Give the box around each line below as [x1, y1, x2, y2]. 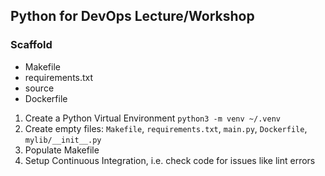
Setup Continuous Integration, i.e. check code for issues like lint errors [24, 154, 316, 166]
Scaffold [10, 38, 53, 52]
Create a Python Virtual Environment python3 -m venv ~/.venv [24, 112, 281, 124]
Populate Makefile [24, 144, 100, 156]
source [24, 82, 55, 94]
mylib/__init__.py [24, 135, 102, 145]
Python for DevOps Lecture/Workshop [10, 8, 255, 25]
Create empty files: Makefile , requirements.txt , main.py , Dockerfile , [24, 122, 308, 134]
